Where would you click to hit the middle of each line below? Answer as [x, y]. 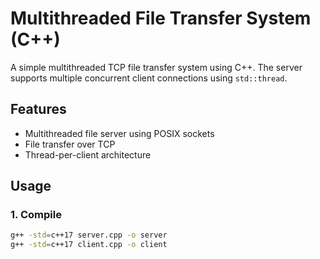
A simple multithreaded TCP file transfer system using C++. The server [156, 67]
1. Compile [36, 215]
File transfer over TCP [70, 144]
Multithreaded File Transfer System [161, 18]
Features [38, 109]
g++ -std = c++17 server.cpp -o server [89, 235]
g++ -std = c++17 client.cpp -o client [89, 245]
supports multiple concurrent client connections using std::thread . [149, 78]
